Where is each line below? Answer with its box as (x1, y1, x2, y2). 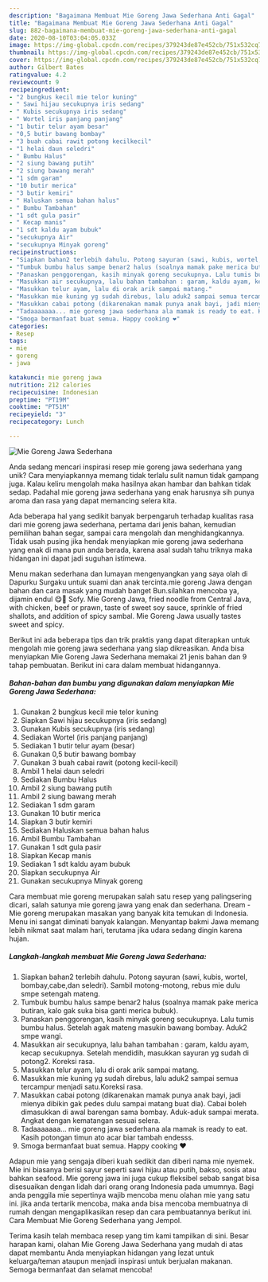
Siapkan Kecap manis (20, 850, 92, 860)
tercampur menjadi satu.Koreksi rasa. (20, 1082, 144, 1091)
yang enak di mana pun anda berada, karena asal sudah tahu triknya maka (9, 545, 253, 554)
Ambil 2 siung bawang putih (20, 783, 113, 792)
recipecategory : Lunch (9, 418, 84, 426)
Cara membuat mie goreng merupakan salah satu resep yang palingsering (9, 892, 253, 901)
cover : (9, 56, 31, 64)
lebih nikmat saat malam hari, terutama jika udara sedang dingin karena (9, 925, 243, 934)
